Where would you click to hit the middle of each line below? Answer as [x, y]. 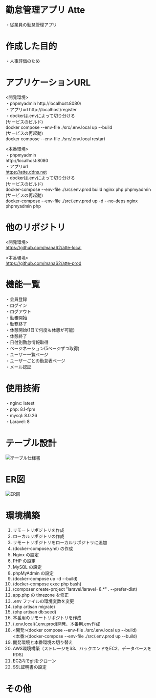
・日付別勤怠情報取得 [27, 342]
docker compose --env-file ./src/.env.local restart [56, 139]
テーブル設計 [31, 443]
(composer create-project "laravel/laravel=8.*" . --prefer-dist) [75, 589]
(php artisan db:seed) [34, 612]
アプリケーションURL [48, 83]
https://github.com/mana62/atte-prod [44, 263]
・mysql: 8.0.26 [22, 415]
